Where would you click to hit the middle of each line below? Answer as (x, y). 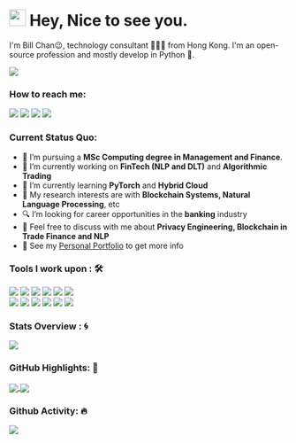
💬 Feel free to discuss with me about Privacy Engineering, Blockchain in (155, 227)
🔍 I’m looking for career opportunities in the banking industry (134, 214)
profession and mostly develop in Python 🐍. (116, 54)
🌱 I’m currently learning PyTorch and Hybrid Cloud (115, 185)
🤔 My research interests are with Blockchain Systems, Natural (136, 194)
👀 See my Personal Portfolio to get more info (102, 245)
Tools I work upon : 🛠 (56, 268)
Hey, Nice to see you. (109, 21)
